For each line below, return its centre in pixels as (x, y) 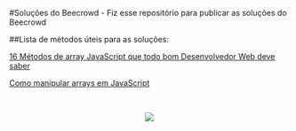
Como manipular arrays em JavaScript (80, 83)
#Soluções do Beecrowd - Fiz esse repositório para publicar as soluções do (148, 13)
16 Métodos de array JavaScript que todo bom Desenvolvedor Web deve (142, 56)
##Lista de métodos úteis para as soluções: (89, 39)
